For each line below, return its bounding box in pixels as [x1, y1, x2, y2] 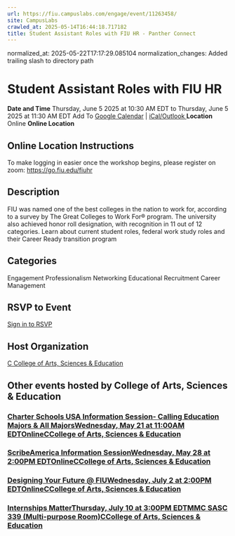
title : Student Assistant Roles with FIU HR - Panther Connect [7, 30, 196, 37]
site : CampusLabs [7, 17, 58, 24]
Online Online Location [7, 119, 75, 128]
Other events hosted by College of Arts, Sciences [7, 379, 228, 391]
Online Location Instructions [7, 140, 135, 152]
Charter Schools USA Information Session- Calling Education [7, 412, 220, 421]
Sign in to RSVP [7, 320, 53, 329]
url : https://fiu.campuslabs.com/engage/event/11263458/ [7, 10, 177, 18]
